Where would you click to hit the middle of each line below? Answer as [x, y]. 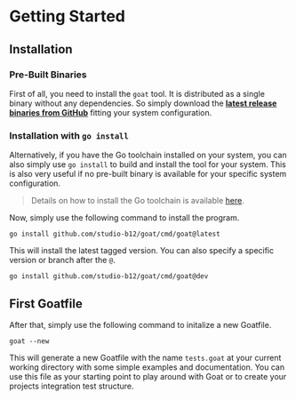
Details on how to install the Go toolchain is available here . [137, 201]
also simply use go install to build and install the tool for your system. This [148, 164]
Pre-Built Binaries [48, 75]
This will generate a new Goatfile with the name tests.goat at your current [145, 357]
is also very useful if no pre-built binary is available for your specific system [148, 174]
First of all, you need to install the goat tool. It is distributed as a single [137, 93]
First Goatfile [46, 304]
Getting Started [68, 16]
